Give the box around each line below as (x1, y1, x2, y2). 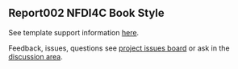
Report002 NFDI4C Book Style (8, 6, 165, 20)
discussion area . (8, 51, 63, 61)
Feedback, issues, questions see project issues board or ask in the (8, 43, 230, 53)
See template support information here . (8, 27, 140, 37)
